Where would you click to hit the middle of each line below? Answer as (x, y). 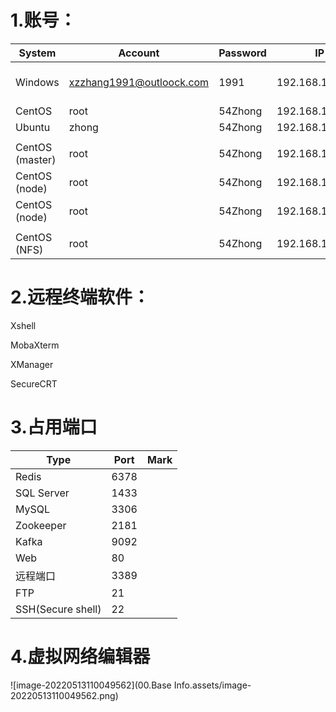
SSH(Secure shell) (58, 609)
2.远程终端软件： (80, 297)
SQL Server (42, 493)
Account (139, 53)
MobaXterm (35, 345)
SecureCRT (34, 383)
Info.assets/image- (212, 685)
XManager (32, 364)
